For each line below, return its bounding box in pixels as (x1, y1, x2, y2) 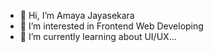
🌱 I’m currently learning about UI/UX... (19, 31, 177, 42)
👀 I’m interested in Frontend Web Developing (19, 20, 204, 32)
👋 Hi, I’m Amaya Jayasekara (19, 10, 135, 21)
